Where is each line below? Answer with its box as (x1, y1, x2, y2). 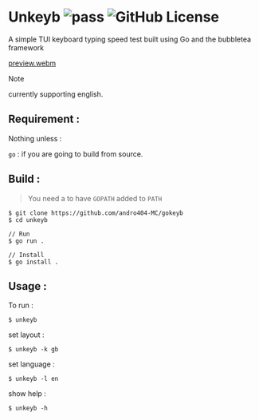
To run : (8, 300, 34, 311)
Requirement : (8, 113, 80, 126)
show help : (8, 389, 46, 398)
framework (8, 42, 45, 52)
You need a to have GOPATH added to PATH (27, 193, 163, 203)
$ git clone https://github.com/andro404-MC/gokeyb (8, 208, 183, 217)
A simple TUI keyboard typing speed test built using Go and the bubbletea (8, 34, 252, 44)
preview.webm (8, 58, 57, 68)
